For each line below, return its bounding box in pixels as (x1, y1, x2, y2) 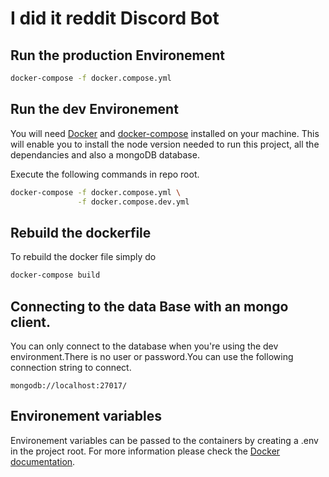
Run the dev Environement (10, 101, 179, 118)
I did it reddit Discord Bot (10, 7, 220, 30)
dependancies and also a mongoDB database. (10, 148, 200, 161)
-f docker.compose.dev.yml (77, 197, 190, 207)
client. (10, 313, 52, 331)
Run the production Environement (10, 47, 226, 64)
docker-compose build (10, 270, 101, 281)
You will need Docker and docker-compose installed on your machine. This (10, 127, 320, 139)
